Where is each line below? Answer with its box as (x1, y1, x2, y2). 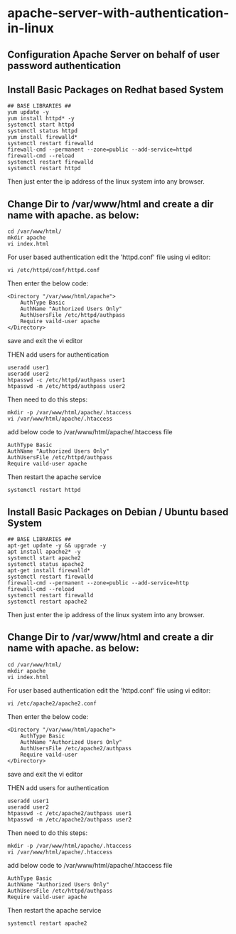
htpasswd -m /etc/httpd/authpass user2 (7, 383, 126, 390)
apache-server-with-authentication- (7, 5, 230, 21)
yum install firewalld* (7, 134, 78, 141)
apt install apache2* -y (7, 548, 81, 556)
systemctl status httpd (7, 127, 78, 135)
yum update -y (7, 109, 50, 116)
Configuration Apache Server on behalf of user (7, 48, 220, 61)
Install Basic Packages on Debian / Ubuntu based (7, 505, 229, 518)
